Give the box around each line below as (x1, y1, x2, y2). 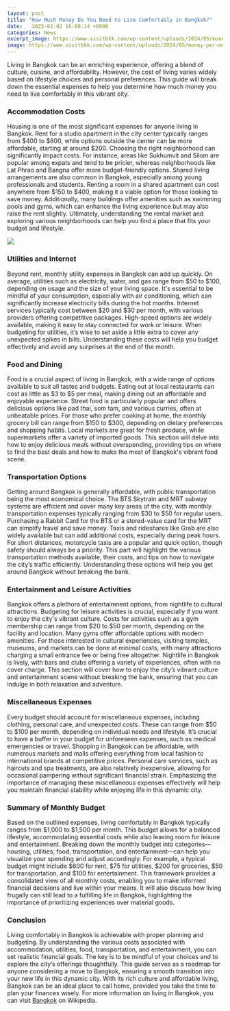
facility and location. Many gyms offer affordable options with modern (7, 629, 204, 637)
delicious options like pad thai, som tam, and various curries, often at (7, 404, 202, 412)
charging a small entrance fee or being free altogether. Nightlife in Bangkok (7, 651, 219, 659)
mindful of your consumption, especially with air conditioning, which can (7, 292, 212, 300)
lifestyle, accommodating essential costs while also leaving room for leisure (7, 833, 220, 841)
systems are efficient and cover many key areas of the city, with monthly (7, 502, 212, 511)
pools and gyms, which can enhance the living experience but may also (7, 203, 209, 211)
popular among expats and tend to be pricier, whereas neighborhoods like (7, 159, 216, 167)
